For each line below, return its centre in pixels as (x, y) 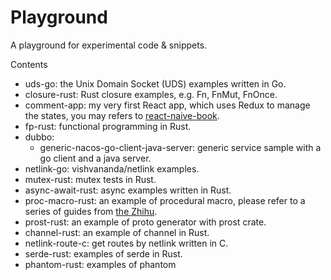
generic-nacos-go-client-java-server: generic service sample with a (180, 147)
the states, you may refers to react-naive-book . (122, 115)
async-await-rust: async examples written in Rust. (128, 190)
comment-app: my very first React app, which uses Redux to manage (167, 105)
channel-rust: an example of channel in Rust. (117, 232)
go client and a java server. (95, 158)
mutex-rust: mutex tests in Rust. (90, 179)
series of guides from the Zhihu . (91, 211)
